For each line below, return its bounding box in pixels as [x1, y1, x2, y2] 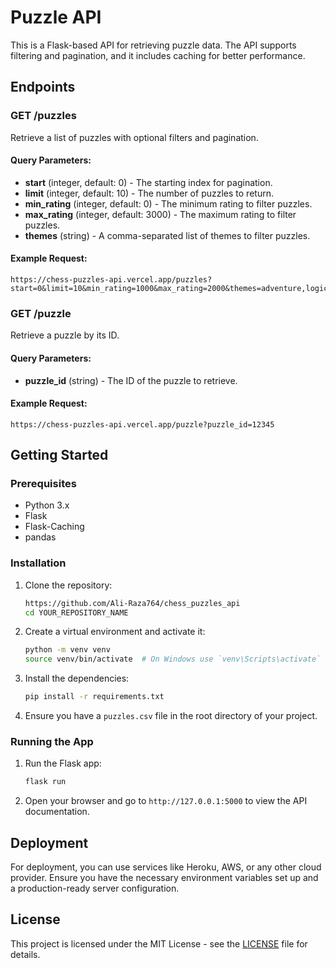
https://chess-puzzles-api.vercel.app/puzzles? [10, 275, 213, 285]
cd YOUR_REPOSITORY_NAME [24, 607, 129, 618]
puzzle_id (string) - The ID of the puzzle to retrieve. [24, 374, 238, 386]
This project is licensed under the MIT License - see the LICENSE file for [10, 937, 308, 950]
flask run [24, 777, 67, 787]
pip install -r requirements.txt [24, 692, 165, 702]
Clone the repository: [24, 579, 113, 591]
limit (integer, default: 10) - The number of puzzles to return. [24, 187, 274, 199]
